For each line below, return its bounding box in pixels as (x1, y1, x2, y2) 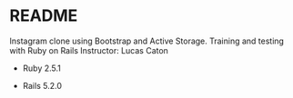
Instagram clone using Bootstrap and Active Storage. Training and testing (9, 35, 285, 46)
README (9, 5, 78, 26)
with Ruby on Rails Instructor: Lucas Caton (9, 44, 168, 55)
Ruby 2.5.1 (22, 63, 62, 73)
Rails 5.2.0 (22, 80, 62, 91)
